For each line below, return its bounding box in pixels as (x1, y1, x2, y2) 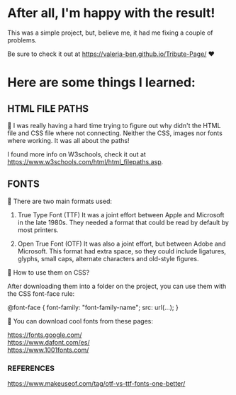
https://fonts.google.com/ (7, 331, 83, 339)
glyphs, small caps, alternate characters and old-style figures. (17, 254, 199, 263)
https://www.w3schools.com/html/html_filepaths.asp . (7, 157, 164, 166)
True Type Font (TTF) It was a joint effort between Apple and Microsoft (17, 210, 225, 219)
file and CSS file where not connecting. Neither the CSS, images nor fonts (7, 129, 223, 137)
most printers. (17, 225, 59, 234)
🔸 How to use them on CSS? (7, 268, 90, 277)
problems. (7, 35, 37, 44)
